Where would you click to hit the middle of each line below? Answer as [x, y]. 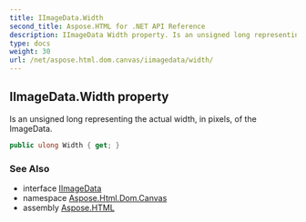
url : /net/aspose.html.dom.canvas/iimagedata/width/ [112, 60]
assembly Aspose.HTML [69, 207]
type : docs [30, 43]
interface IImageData [62, 188]
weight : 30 [30, 52]
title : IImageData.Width [56, 18]
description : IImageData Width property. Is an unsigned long [130, 35]
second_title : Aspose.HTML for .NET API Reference [107, 26]
